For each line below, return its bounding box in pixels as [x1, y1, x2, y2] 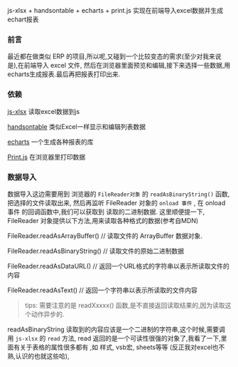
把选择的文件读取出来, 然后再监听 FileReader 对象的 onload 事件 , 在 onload [7, 198, 226, 207]
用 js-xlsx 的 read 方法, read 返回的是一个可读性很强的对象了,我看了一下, [7, 334, 222, 342]
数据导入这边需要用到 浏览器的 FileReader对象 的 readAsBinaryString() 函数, [7, 190, 230, 198]
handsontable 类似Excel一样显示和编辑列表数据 [7, 122, 146, 130]
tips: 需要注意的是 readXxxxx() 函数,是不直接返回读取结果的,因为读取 [24, 301, 225, 309]
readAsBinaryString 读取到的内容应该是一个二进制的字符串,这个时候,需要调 [7, 325, 226, 334]
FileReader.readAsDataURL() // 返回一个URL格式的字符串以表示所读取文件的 [7, 262, 229, 270]
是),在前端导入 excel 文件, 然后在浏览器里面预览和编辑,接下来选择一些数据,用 [7, 61, 231, 70]
